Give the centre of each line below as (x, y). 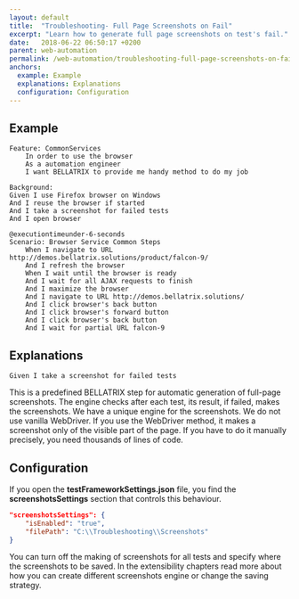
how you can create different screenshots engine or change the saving (139, 576)
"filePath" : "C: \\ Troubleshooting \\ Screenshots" (117, 531)
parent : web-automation (53, 51)
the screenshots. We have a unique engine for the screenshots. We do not (145, 412)
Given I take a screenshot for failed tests (93, 376)
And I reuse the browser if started (77, 203)
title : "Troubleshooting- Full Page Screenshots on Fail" (121, 26)
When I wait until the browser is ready (101, 274)
